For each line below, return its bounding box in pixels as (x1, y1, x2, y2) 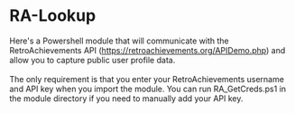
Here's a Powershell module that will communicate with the (9, 35, 229, 46)
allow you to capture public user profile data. (9, 54, 176, 65)
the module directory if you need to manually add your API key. (9, 92, 244, 104)
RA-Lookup (9, 5, 97, 26)
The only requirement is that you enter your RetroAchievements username (9, 73, 284, 84)
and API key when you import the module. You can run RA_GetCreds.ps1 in (9, 83, 287, 94)
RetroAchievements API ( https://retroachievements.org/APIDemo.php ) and (9, 44, 286, 55)
